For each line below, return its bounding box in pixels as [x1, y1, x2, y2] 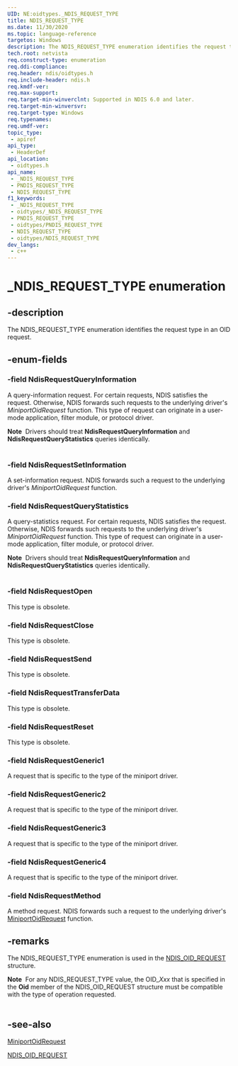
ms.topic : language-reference [7, 30, 97, 38]
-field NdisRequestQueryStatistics [7, 501, 129, 511]
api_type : [7, 143, 37, 150]
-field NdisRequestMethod [7, 891, 101, 901]
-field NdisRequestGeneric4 [7, 857, 106, 867]
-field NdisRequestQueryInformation [7, 374, 137, 384]
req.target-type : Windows [7, 109, 84, 116]
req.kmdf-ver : [7, 83, 50, 90]
